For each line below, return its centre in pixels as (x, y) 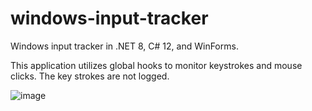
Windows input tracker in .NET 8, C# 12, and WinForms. (124, 46)
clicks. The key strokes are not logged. (90, 76)
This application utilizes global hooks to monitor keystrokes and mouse (156, 65)
